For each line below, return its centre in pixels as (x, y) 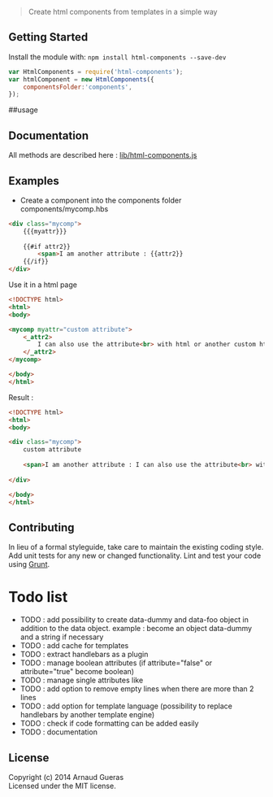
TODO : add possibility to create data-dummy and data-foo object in (134, 620)
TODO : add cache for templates (74, 646)
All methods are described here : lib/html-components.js (103, 155)
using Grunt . (29, 564)
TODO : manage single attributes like (82, 680)
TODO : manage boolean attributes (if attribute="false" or (116, 663)
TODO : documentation (58, 732)
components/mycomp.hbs (64, 209)
